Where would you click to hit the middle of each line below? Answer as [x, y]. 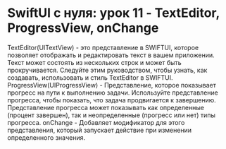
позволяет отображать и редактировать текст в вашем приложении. [111, 55]
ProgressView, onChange [83, 28]
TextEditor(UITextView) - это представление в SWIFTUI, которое [103, 47]
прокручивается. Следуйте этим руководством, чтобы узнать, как [107, 70]
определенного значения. [46, 137]
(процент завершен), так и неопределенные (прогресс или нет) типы [112, 115]
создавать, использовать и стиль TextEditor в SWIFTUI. [90, 77]
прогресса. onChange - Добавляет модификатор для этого [96, 122]
